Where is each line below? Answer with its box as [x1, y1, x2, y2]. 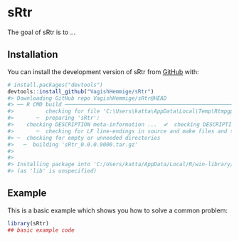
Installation [7, 48, 58, 61]
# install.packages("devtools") [7, 81, 103, 88]
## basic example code [7, 226, 75, 234]
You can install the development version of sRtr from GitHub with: [7, 67, 199, 76]
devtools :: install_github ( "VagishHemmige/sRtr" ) [7, 88, 154, 95]
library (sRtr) [7, 220, 50, 227]
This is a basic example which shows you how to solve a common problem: [7, 206, 228, 215]
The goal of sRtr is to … [7, 28, 76, 36]
